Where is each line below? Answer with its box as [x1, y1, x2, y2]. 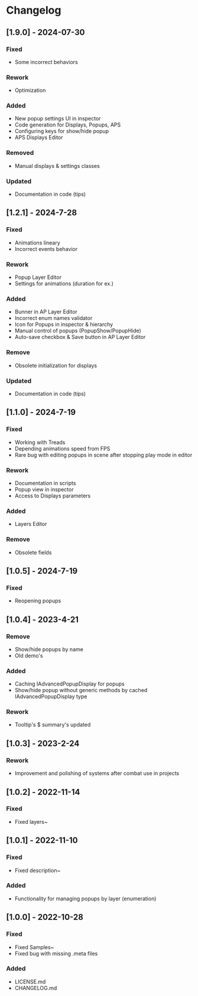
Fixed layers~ [14, 818, 48, 825]
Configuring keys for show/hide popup [14, 128, 109, 135]
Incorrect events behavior [14, 245, 78, 252]
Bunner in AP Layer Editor [14, 308, 78, 315]
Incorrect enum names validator [14, 315, 93, 322]
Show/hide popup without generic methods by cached [14, 687, 148, 694]
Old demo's [14, 652, 43, 659]
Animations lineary [14, 239, 60, 246]
